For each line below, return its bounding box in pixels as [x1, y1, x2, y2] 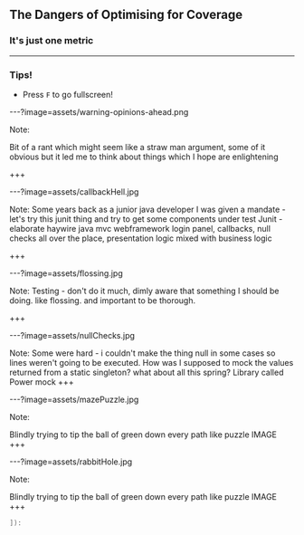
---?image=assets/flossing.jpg [9, 267, 124, 279]
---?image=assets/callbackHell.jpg [9, 186, 139, 197]
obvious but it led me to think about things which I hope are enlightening [9, 151, 279, 162]
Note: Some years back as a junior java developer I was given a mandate [9, 204, 280, 215]
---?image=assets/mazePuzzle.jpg [9, 394, 139, 405]
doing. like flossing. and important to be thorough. [9, 294, 196, 306]
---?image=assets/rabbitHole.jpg [9, 456, 133, 467]
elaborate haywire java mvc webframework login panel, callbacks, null [9, 223, 271, 234]
